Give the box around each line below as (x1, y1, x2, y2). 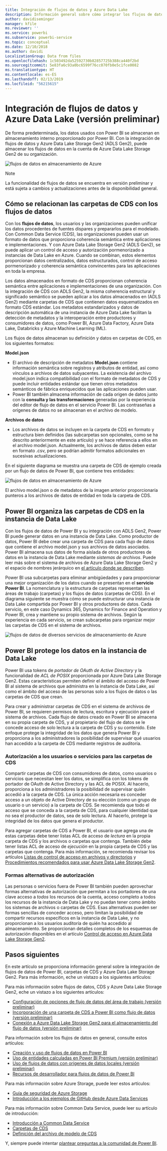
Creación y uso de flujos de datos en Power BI (12, 1050, 107, 1056)
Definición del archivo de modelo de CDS (12, 1131, 97, 1137)
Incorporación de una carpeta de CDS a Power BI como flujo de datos (12, 1009, 156, 1016)
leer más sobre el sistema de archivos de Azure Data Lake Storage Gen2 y (5, 560, 158, 566)
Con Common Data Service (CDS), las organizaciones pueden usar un (5, 231, 149, 237)
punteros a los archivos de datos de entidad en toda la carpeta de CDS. (5, 492, 152, 498)
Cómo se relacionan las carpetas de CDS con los (5, 200, 158, 208)
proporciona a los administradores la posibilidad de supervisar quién (5, 786, 146, 792)
